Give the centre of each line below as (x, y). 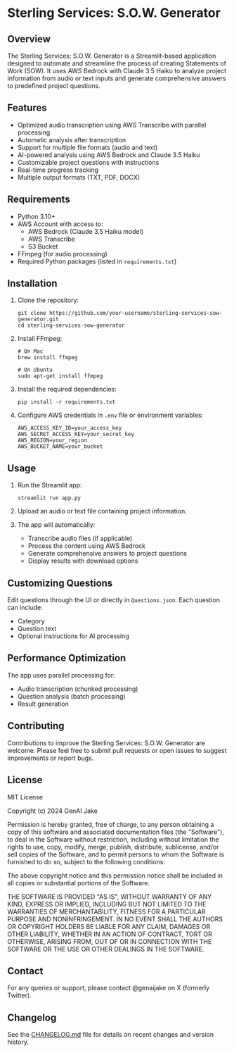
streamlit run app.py (49, 498)
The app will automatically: (56, 525)
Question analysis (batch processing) (71, 696)
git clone (32, 313)
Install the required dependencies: (67, 390)
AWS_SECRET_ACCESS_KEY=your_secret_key (76, 435)
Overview (29, 39)
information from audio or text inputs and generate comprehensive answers (117, 78)
